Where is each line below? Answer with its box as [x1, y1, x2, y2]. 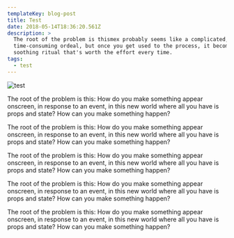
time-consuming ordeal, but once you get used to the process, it [13, 42, 210, 49]
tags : [7, 56, 23, 63]
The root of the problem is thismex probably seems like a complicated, [13, 36, 229, 43]
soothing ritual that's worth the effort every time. [13, 49, 173, 56]
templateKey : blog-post [7, 10, 77, 17]
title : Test [7, 17, 42, 24]
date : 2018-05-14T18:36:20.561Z [7, 23, 101, 30]
